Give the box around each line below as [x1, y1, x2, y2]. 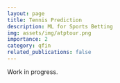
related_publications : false [7, 49, 92, 56]
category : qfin [7, 42, 51, 49]
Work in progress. [7, 67, 58, 76]
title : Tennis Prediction [7, 17, 82, 24]
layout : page [7, 10, 45, 17]
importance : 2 [7, 36, 49, 43]
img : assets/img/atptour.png [7, 29, 92, 37]
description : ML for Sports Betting [7, 23, 113, 30]
